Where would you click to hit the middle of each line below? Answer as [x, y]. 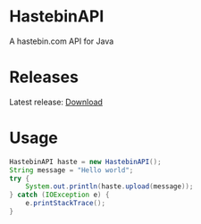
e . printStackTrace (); [65, 203]
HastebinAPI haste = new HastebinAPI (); [86, 162]
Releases [44, 77]
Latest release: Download [56, 102]
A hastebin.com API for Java [62, 41]
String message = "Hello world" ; [71, 170]
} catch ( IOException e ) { [59, 195]
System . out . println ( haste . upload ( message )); [109, 187]
